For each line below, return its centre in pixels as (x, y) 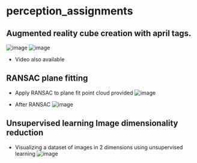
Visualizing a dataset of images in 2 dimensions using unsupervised (99, 147)
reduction (25, 133)
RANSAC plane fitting (47, 78)
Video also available (40, 59)
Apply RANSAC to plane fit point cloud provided (74, 93)
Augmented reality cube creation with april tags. (99, 33)
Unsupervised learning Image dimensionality (92, 124)
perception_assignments (70, 11)
